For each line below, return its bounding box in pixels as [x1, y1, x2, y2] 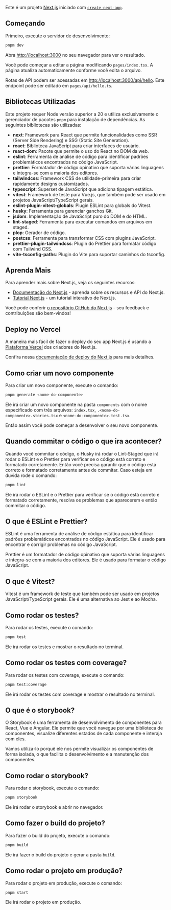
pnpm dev [5, 42, 24, 48]
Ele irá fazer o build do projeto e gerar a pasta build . [5, 851, 116, 858]
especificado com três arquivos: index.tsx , [5, 406, 96, 413]
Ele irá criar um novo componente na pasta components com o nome [5, 401, 147, 407]
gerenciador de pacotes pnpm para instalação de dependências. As [5, 116, 145, 122]
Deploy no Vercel [5, 325, 61, 334]
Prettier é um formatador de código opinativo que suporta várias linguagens [5, 552, 165, 558]
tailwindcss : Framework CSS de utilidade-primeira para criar [12, 175, 141, 181]
